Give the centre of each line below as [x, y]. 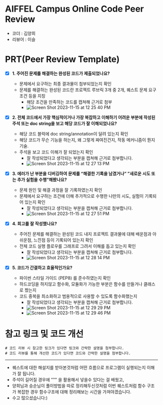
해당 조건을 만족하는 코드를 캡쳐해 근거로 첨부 [69, 102]
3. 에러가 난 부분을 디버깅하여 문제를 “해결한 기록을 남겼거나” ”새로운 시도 [81, 174]
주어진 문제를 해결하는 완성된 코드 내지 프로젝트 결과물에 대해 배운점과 [85, 234]
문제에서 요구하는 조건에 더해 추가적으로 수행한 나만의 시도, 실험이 [81, 196]
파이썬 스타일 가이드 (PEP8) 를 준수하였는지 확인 [65, 278]
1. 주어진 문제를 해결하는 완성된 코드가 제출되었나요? [61, 73]
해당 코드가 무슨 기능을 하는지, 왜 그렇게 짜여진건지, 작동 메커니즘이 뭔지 [87, 140]
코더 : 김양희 [24, 33]
